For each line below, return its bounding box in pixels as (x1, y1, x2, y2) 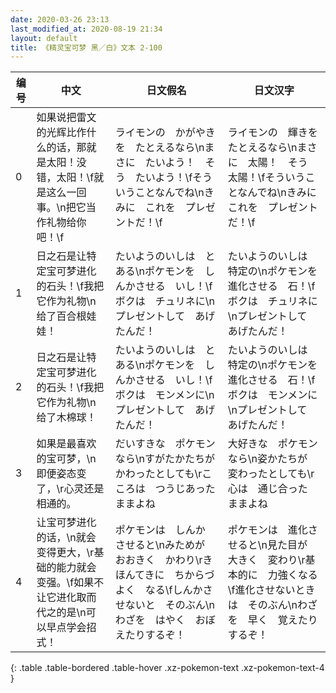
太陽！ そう (247, 156, 308, 170)
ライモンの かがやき (114, 126, 216, 140)
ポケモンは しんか (114, 523, 206, 537)
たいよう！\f (134, 171, 193, 185)
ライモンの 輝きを (227, 126, 318, 140)
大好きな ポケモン (227, 437, 318, 451)
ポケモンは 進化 (227, 523, 308, 537)
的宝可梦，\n (36, 452, 97, 466)
